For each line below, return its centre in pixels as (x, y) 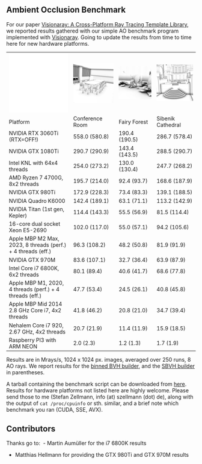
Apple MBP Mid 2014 (35, 304)
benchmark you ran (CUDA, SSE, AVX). (55, 410)
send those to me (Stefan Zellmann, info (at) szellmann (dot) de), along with (100, 397)
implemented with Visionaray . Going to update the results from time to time (99, 37)
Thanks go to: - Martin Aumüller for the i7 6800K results (76, 443)
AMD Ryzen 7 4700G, (36, 178)
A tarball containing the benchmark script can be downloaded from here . (96, 384)
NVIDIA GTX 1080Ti (34, 151)
